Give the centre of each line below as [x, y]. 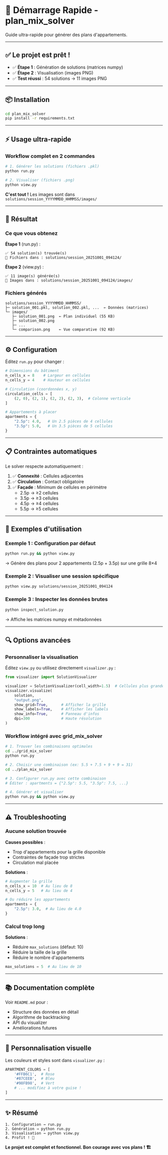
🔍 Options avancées [38, 640]
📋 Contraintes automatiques [51, 452]
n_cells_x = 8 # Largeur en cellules [48, 375]
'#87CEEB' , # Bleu [34, 1079]
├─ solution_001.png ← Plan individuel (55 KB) [63, 316]
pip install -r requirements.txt [40, 118]
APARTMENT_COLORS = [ [28, 1069]
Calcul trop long [25, 926]
